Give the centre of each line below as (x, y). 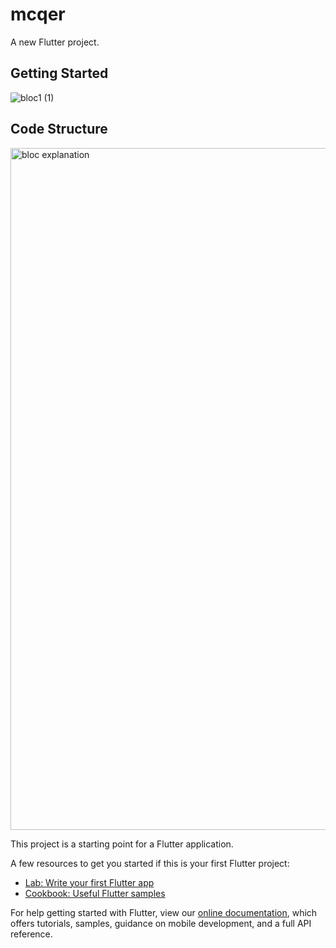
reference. (31, 934)
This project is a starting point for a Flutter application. (122, 844)
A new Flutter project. (55, 42)
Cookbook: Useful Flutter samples (95, 893)
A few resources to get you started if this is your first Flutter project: (150, 863)
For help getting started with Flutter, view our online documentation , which (164, 912)
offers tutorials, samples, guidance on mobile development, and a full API (161, 923)
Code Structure (59, 129)
